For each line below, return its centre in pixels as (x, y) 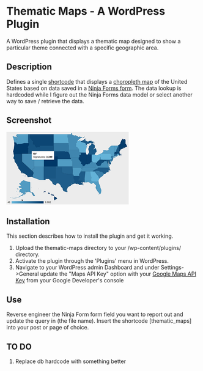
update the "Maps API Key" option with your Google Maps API (118, 274)
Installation (28, 221)
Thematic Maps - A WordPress (86, 11)
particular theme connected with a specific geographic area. (83, 48)
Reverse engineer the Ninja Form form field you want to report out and (95, 314)
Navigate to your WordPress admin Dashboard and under (87, 268)
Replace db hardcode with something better (71, 361)
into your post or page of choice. (48, 328)
